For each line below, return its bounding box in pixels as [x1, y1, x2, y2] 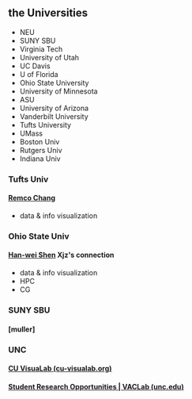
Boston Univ [19, 136, 60, 146]
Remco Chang [8, 194, 56, 203]
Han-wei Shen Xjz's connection [8, 250, 115, 260]
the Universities [8, 6, 88, 20]
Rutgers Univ [19, 145, 62, 155]
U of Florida [19, 69, 58, 79]
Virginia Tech [19, 44, 63, 54]
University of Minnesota [19, 86, 98, 96]
